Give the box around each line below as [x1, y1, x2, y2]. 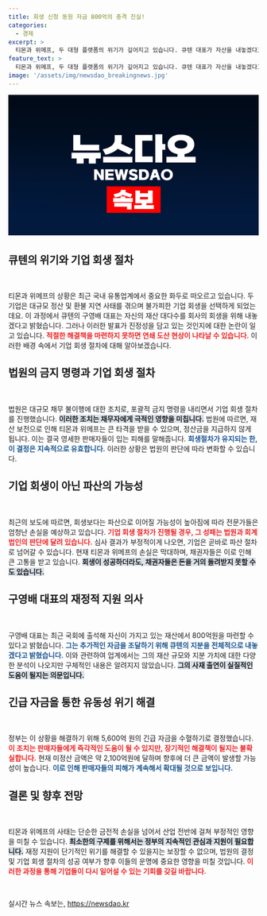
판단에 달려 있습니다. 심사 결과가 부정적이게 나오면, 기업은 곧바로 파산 [29, 537, 243, 547]
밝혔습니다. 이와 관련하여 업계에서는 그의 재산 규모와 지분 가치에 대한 [29, 650, 242, 659]
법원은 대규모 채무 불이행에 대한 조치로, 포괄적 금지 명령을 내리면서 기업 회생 [8, 404, 244, 413]
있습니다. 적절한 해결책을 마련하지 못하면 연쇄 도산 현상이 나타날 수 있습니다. [16, 330, 250, 341]
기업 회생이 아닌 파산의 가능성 [8, 479, 144, 493]
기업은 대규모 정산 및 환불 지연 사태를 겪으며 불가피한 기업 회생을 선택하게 [8, 301, 235, 311]
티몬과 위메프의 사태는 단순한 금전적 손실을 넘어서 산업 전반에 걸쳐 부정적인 [8, 827, 240, 837]
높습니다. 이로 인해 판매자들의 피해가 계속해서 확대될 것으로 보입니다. [22, 763, 233, 773]
